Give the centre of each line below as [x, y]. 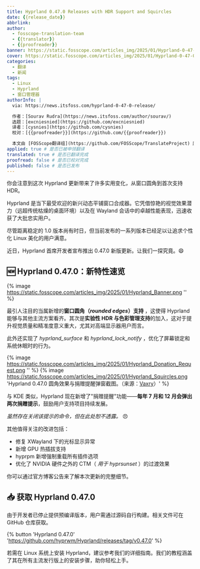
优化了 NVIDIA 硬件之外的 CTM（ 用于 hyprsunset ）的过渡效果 [92, 464]
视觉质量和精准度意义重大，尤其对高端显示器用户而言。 [79, 326]
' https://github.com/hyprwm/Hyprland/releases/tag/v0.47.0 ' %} [85, 540]
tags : [13, 78]
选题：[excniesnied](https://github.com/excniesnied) [79, 122]
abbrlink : [19, 23]
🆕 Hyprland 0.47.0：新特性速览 [66, 271]
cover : [15, 56]
